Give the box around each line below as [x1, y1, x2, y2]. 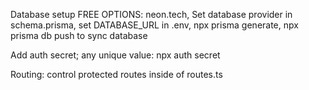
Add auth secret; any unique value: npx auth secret [10, 49, 221, 61]
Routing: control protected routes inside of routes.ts [10, 69, 223, 80]
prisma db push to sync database [10, 30, 148, 41]
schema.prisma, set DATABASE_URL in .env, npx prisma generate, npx [10, 19, 299, 31]
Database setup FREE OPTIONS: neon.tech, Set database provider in [10, 9, 293, 20]
